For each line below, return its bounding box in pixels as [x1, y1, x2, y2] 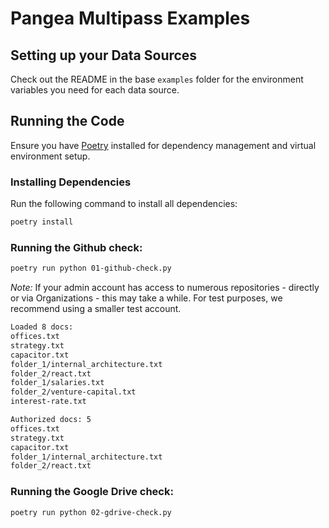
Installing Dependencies [10, 175, 132, 189]
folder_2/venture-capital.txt [10, 387, 137, 397]
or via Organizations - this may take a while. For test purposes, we [10, 292, 283, 304]
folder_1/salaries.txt [10, 378, 105, 388]
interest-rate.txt [10, 397, 87, 407]
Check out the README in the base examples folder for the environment [10, 73, 304, 85]
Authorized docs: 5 [10, 415, 92, 425]
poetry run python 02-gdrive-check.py [10, 507, 172, 517]
